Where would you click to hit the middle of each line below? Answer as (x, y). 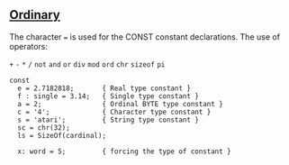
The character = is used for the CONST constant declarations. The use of (145, 37)
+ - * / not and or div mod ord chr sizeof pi (87, 64)
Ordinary (35, 15)
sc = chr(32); (44, 128)
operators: (28, 46)
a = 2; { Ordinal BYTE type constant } (120, 104)
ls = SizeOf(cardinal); (62, 135)
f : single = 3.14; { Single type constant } (108, 96)
